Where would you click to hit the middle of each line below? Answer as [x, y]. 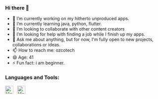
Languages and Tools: [32, 77]
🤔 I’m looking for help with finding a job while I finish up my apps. [79, 34]
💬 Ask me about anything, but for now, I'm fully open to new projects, [83, 39]
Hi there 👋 [17, 8]
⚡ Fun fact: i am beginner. [38, 63]
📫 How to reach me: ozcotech [44, 50]
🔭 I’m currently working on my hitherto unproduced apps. [71, 19]
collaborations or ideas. [36, 45]
